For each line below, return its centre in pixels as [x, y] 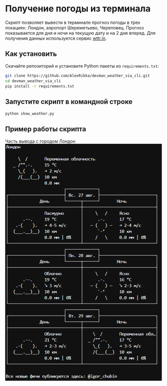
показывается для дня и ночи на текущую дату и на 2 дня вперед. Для [80, 33]
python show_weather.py [30, 114]
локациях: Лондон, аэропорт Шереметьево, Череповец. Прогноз [75, 27]
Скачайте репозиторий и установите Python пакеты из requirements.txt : [82, 66]
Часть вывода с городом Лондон [40, 141]
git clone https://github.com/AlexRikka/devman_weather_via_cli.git [78, 76]
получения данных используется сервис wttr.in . [56, 38]
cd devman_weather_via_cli [33, 81]
